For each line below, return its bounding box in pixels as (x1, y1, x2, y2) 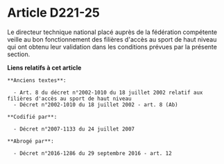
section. (7, 50, 31, 58)
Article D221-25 (7, 5, 101, 21)
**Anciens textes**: (7, 76, 67, 84)
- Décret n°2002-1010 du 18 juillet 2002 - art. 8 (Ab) (13, 101, 178, 108)
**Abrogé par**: (7, 138, 54, 145)
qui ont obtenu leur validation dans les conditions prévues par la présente (7, 42, 217, 51)
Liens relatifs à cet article (7, 63, 82, 72)
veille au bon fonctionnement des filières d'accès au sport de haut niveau (7, 35, 217, 43)
